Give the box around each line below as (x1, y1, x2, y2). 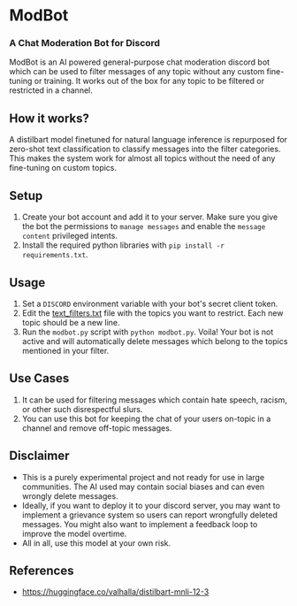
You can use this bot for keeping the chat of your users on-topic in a (21, 413, 271, 424)
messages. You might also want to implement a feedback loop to (21, 518, 258, 529)
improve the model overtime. (21, 528, 127, 539)
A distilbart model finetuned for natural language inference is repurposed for (9, 134, 288, 145)
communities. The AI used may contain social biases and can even (21, 481, 265, 492)
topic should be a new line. (21, 317, 121, 327)
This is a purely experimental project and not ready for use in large (21, 472, 265, 482)
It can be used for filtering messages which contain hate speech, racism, (21, 395, 287, 405)
